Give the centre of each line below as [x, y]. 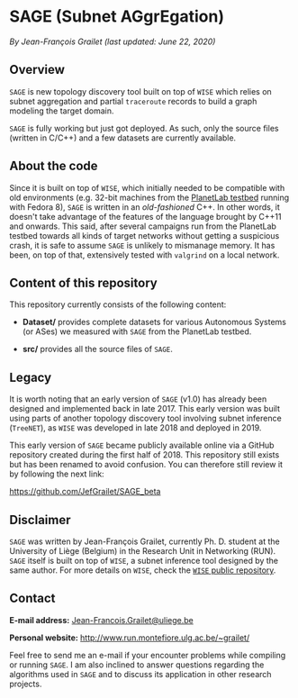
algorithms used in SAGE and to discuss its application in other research [140, 674]
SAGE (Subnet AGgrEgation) [117, 17]
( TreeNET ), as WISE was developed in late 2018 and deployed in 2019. [135, 428]
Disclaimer [40, 520]
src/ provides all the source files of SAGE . [98, 349]
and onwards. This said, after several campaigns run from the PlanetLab [143, 226]
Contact [32, 598]
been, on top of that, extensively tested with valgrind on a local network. [144, 255]
